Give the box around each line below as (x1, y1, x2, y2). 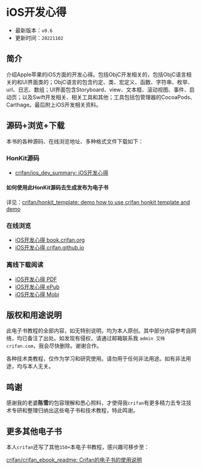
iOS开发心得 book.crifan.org (14, 236, 85, 244)
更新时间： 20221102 (14, 34, 64, 41)
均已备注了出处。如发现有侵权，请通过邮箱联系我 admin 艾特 (16, 335, 165, 342)
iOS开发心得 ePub (14, 283, 60, 290)
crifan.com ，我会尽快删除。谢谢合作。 (6, 342, 103, 349)
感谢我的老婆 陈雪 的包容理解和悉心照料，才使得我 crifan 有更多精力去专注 (6, 399, 186, 407)
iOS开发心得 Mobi (14, 291, 59, 298)
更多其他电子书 (6, 426, 62, 436)
